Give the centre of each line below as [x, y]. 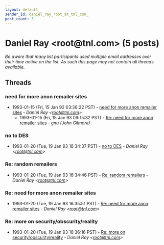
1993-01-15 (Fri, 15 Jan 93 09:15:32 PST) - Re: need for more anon [86, 118]
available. [15, 67]
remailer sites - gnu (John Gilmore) [55, 123]
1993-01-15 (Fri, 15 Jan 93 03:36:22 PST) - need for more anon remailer [84, 107]
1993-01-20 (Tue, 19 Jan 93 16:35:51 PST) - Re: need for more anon [80, 203]
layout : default [22, 10]
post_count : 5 [20, 19]
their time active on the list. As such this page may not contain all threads [80, 62]
